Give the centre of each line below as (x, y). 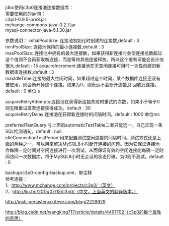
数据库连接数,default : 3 (30, 72)
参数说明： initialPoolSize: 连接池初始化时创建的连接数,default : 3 (72, 40)
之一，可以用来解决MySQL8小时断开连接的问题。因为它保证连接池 (91, 144)
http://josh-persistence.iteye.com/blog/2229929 (55, 202)
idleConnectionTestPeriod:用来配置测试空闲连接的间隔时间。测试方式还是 (81, 137)
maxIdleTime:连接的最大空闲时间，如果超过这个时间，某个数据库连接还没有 (83, 78)
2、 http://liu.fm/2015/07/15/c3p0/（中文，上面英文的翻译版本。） (72, 191)
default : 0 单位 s (23, 91)
